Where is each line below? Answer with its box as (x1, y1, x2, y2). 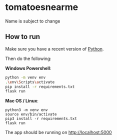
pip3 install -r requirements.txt (5, 116, 77, 121)
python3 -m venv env (5, 107, 48, 112)
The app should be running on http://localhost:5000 (5, 129, 112, 135)
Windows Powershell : (5, 65, 51, 71)
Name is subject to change (5, 18, 60, 24)
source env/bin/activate (5, 112, 57, 117)
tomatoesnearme (5, 1, 78, 13)
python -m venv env (5, 74, 46, 80)
